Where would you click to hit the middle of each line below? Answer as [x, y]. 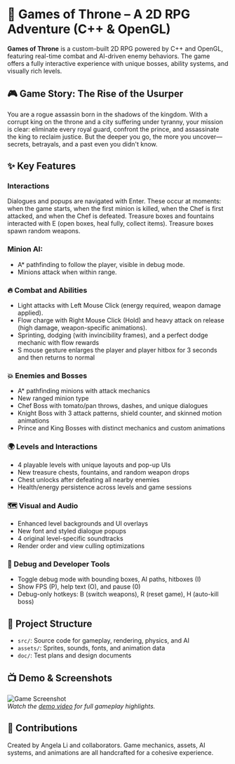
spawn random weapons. [44, 231]
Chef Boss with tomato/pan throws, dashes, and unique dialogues [113, 406]
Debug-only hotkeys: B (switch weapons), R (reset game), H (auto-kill [118, 594]
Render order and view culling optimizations [81, 545]
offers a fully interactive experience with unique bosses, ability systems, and [118, 63]
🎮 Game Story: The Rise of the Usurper [95, 94]
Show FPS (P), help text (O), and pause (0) [79, 587]
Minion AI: [25, 250]
